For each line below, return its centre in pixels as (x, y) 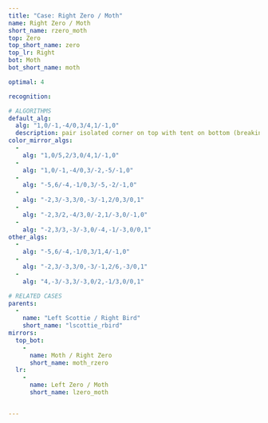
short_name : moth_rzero (69, 363)
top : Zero (25, 38)
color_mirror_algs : (41, 140)
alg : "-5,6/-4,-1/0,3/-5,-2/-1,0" (80, 185)
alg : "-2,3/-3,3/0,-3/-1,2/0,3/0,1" (84, 200)
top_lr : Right (32, 53)
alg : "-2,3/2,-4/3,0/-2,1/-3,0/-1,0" (85, 215)
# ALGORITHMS (30, 111)
